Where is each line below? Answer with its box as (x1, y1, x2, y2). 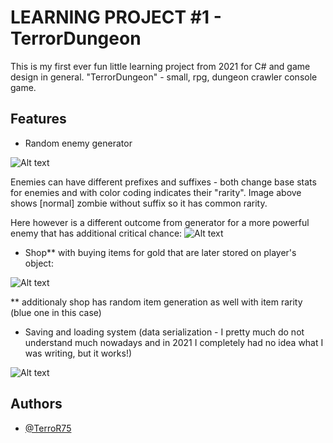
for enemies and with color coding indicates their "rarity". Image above (10, 186, 302, 198)
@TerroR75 (24, 422, 72, 434)
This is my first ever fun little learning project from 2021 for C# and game (10, 60, 311, 72)
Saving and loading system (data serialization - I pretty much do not (24, 326, 305, 338)
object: (24, 257, 54, 269)
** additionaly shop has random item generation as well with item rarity (10, 296, 303, 308)
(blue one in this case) (10, 306, 102, 318)
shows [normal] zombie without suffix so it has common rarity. (10, 197, 268, 209)
